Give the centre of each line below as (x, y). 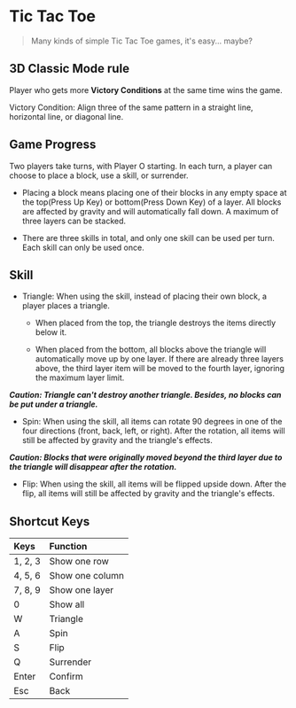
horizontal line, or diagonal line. (66, 116)
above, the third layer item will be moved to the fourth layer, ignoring (160, 369)
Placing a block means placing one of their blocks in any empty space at (154, 192)
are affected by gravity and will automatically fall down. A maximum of (150, 211)
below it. (51, 332)
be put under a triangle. (54, 404)
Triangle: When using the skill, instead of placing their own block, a (144, 296)
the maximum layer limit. (80, 377)
